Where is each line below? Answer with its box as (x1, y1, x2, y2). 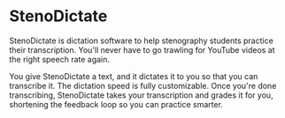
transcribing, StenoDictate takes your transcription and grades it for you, (9, 90, 273, 100)
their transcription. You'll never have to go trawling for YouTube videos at (9, 44, 276, 55)
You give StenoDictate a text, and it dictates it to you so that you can (9, 70, 258, 81)
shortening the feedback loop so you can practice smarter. (9, 99, 224, 109)
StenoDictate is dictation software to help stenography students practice (9, 35, 274, 46)
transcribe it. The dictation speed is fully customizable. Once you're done (9, 80, 277, 91)
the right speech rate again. (9, 54, 111, 64)
